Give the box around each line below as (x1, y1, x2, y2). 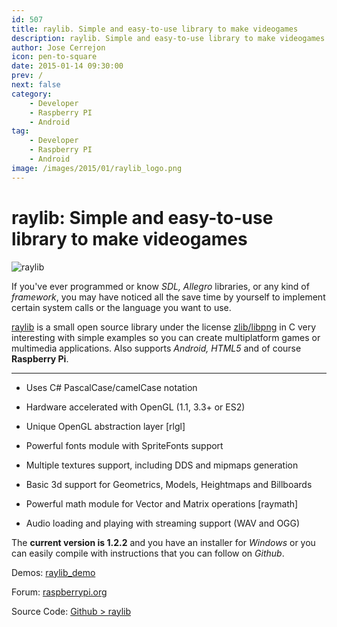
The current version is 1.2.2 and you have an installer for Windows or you (11, 536, 316, 548)
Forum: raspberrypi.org (11, 586, 108, 598)
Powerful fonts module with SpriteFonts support (25, 439, 224, 451)
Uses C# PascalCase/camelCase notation (25, 381, 198, 393)
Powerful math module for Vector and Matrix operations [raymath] (25, 497, 299, 510)
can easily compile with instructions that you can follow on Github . (11, 547, 285, 559)
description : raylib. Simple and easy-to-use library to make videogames (11, 33, 326, 43)
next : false (11, 80, 61, 90)
